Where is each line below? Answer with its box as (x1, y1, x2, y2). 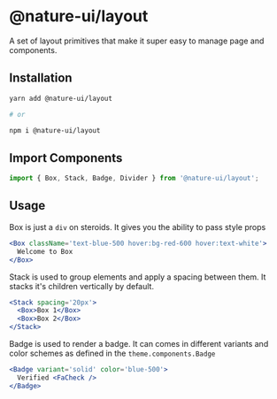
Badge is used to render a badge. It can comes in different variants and (9, 339, 269, 349)
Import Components (9, 150, 123, 165)
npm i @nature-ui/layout (9, 126, 101, 134)
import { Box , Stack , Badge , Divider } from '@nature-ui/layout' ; (9, 174, 259, 183)
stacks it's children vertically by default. (9, 280, 155, 291)
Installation (9, 71, 73, 86)
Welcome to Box (17, 247, 73, 256)
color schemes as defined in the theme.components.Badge (9, 348, 216, 358)
